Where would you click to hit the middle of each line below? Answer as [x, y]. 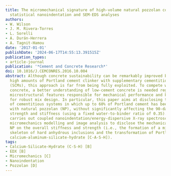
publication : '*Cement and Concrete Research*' [57, 66]
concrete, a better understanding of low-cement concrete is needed [84, 90]
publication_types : [26, 57]
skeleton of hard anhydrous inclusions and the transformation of [82, 132]
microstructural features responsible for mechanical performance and [86, 95]
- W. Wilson [18, 24]
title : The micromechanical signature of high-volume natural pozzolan [83, 10]
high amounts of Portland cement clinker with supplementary [76, 81]
